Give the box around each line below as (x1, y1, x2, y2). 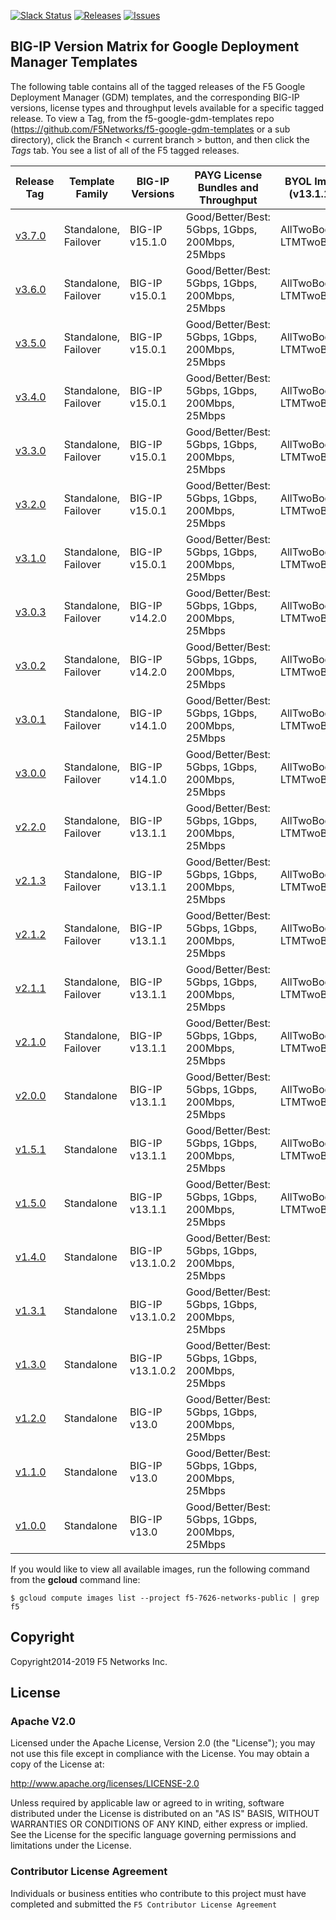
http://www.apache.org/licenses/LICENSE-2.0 (10, 1778, 200, 1790)
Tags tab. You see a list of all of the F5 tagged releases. (10, 144, 240, 156)
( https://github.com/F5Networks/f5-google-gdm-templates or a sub (10, 123, 291, 135)
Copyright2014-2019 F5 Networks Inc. (10, 1655, 168, 1667)
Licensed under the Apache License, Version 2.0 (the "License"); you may (10, 1737, 316, 1749)
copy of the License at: (10, 1758, 105, 1770)
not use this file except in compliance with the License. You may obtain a (10, 1748, 310, 1760)
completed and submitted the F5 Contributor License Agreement (10, 1898, 278, 1910)
